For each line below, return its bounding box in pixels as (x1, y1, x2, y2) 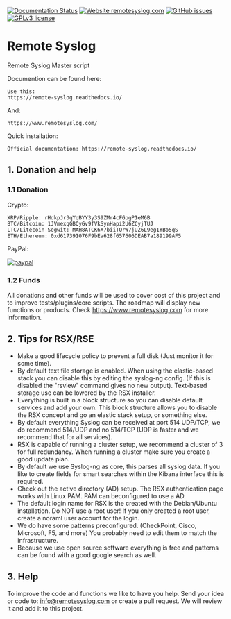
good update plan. (17, 455, 70, 463)
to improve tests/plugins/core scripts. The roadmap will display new (7, 298, 201, 307)
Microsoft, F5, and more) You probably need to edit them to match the (17, 528, 217, 537)
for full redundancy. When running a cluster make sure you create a (17, 448, 210, 456)
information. (7, 313, 42, 321)
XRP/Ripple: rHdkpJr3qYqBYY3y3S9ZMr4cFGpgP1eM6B (7, 214, 151, 221)
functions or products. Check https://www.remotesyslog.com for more (7, 305, 209, 314)
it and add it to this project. (7, 604, 84, 612)
